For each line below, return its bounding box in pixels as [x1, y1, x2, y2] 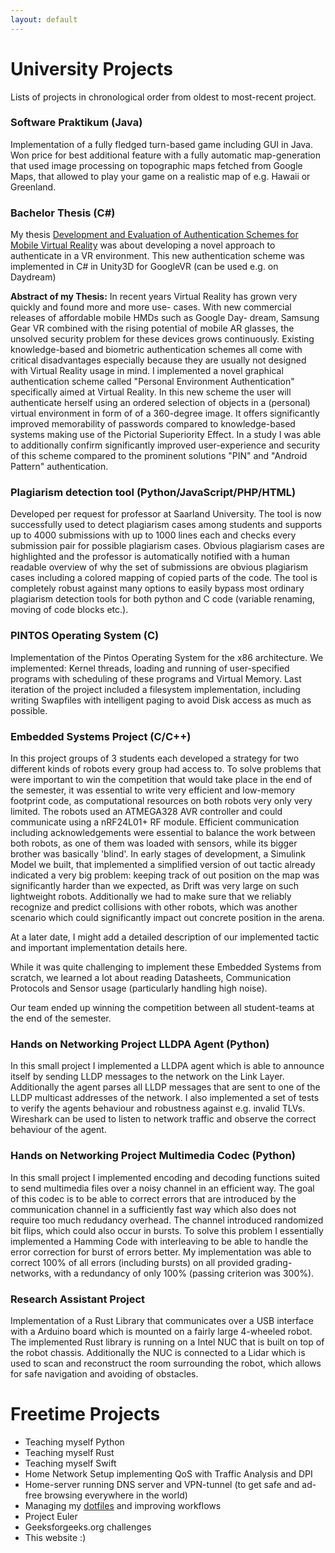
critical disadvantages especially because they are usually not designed [10, 354, 307, 366]
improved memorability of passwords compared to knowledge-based [10, 418, 296, 430]
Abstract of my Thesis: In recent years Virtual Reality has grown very [10, 291, 298, 303]
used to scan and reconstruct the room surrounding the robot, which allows [10, 1357, 322, 1369]
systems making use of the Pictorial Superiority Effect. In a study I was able [10, 429, 322, 441]
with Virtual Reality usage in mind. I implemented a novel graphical [10, 365, 284, 377]
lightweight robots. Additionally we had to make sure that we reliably [10, 891, 292, 903]
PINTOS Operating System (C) [10, 629, 160, 643]
